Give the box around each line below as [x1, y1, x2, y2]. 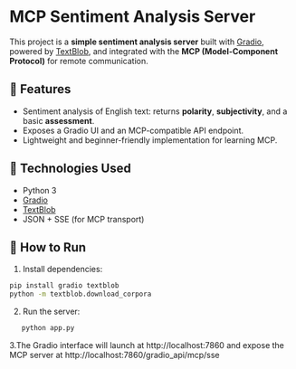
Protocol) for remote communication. [9, 55, 148, 66]
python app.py [21, 324, 75, 333]
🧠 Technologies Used [9, 161, 131, 176]
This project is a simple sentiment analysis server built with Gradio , [9, 36, 264, 47]
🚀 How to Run [9, 240, 87, 255]
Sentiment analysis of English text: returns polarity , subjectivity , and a [22, 106, 288, 117]
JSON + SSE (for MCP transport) [22, 213, 145, 224]
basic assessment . [22, 115, 95, 126]
